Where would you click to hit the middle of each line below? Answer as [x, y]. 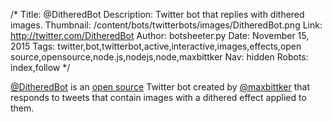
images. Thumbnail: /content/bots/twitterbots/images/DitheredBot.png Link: [166, 25]
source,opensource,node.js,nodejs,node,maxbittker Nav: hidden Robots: [159, 57]
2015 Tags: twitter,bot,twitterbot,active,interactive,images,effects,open [156, 46]
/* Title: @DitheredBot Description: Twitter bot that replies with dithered [157, 14]
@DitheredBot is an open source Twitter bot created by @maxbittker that [160, 87]
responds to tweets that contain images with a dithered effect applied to [158, 97]
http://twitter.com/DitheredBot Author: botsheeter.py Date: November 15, [160, 35]
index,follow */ [40, 67]
